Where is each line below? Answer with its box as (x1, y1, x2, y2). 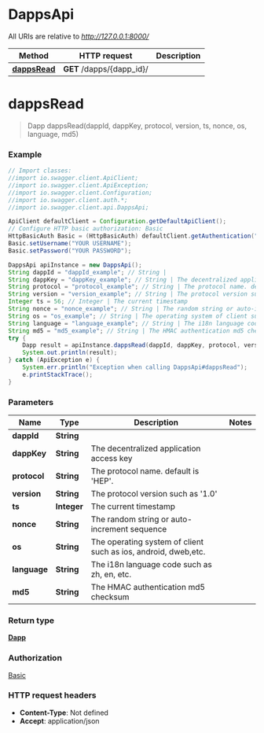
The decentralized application (90, 443, 201, 454)
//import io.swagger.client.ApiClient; (8, 175, 139, 182)
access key (90, 452, 133, 463)
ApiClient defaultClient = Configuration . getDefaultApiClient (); (8, 218, 226, 226)
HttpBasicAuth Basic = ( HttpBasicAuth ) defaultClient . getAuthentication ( (8, 232, 255, 241)
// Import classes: (8, 167, 72, 175)
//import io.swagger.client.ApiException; (8, 181, 149, 190)
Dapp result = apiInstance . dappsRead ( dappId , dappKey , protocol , (22, 341, 241, 349)
